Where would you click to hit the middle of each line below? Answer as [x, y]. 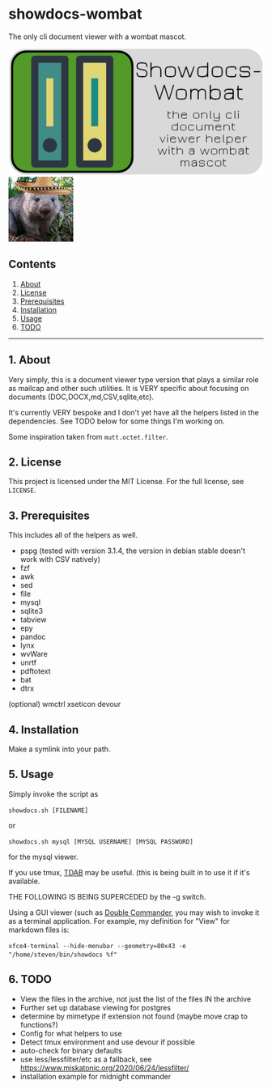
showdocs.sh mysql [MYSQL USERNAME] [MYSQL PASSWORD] [101, 842]
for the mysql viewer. [43, 857]
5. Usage [31, 774]
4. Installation [44, 730]
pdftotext [35, 671]
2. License [35, 462]
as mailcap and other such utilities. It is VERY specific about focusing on [129, 388]
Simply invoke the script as [53, 793]
